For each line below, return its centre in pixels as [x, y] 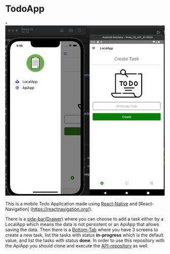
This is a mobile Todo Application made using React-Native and [71, 203]
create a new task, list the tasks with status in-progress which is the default [84, 235]
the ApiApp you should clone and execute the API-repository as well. [77, 245]
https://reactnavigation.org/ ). [62, 209]
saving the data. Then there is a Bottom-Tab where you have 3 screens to [82, 229]
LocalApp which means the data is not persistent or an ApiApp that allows [82, 224]
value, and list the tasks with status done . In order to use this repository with [85, 240]
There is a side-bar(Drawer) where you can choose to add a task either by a [84, 219]
